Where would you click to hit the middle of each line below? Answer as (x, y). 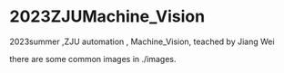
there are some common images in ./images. (93, 59)
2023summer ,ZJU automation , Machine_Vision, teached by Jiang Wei (142, 41)
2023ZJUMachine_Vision (107, 17)
